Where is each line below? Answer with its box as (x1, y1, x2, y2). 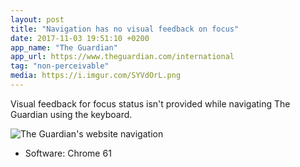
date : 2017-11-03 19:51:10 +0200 (10, 33, 150, 43)
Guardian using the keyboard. (10, 108, 133, 120)
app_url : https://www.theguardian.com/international (10, 52, 235, 62)
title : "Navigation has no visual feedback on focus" (10, 24, 240, 34)
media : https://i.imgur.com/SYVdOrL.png (10, 71, 182, 81)
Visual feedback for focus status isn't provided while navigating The (10, 97, 291, 110)
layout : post (10, 14, 65, 25)
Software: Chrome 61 (24, 147, 112, 159)
